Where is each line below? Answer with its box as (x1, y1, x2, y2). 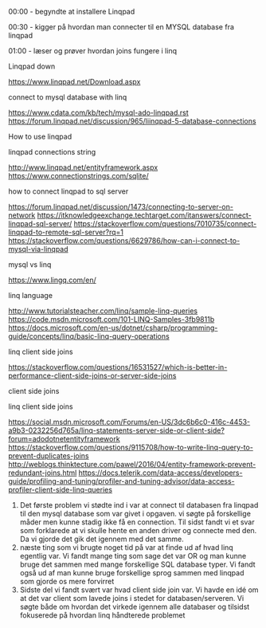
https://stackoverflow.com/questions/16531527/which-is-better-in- (8, 363, 228, 371)
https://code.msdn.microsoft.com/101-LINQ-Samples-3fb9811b (8, 315, 215, 324)
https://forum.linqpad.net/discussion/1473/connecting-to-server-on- (8, 202, 233, 211)
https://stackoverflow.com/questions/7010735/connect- (73, 219, 257, 228)
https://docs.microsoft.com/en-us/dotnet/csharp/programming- (8, 323, 218, 332)
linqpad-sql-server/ (8, 219, 72, 228)
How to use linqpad (8, 131, 72, 141)
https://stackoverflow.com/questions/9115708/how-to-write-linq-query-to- (8, 442, 253, 452)
